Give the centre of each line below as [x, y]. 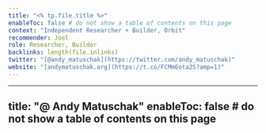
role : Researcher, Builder [53, 45]
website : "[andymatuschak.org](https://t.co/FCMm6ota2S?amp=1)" [116, 67]
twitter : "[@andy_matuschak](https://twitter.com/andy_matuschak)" [122, 60]
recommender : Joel [38, 38]
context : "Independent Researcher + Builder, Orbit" [97, 30]
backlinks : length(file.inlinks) [63, 52]
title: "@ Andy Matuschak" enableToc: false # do [131, 106]
